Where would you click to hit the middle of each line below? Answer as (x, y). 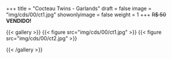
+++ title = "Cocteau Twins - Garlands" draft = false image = (79, 8)
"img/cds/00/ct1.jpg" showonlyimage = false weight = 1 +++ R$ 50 (86, 15)
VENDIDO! (19, 21)
